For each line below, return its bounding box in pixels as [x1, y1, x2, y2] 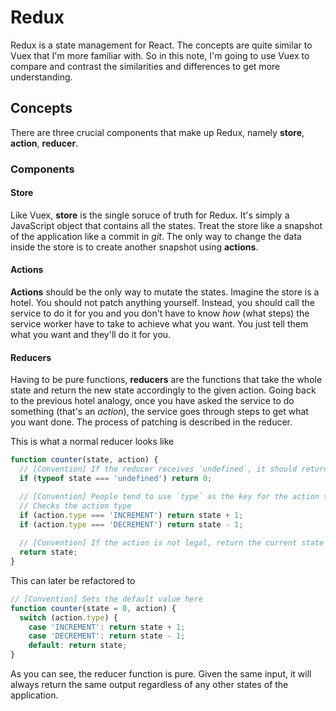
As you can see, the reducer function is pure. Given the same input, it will [10, 668, 312, 680]
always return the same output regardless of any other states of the [10, 679, 289, 691]
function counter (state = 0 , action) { [10, 603, 177, 613]
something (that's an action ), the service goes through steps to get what [10, 406, 309, 418]
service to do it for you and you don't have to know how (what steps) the [10, 307, 310, 320]
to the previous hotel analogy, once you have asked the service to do [10, 395, 295, 407]
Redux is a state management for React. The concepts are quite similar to [10, 39, 313, 51]
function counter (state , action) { [10, 455, 159, 465]
